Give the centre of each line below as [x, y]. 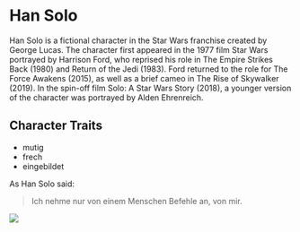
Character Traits [56, 126]
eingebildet [43, 166]
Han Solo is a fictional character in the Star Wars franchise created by [138, 40]
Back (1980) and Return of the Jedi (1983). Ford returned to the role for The [149, 69]
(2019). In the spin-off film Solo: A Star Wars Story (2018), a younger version [150, 88]
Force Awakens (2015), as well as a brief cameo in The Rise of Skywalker [145, 78]
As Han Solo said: [42, 184]
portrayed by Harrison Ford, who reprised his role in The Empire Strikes [141, 59]
